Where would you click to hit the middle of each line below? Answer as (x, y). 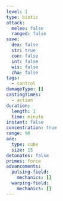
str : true (23, 51)
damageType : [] (25, 89)
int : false (25, 61)
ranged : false (29, 34)
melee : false (28, 28)
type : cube (25, 144)
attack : (16, 23)
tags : (13, 78)
